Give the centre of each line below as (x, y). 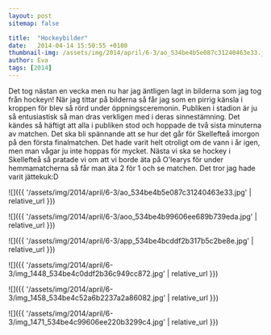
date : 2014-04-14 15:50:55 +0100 (68, 45)
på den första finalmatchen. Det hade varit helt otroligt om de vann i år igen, (134, 142)
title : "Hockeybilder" (48, 38)
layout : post (30, 16)
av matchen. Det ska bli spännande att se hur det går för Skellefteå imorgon (134, 133)
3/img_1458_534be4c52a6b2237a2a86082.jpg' (87, 297)
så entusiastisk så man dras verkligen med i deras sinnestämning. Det (124, 116)
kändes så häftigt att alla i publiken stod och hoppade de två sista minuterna (135, 125)
